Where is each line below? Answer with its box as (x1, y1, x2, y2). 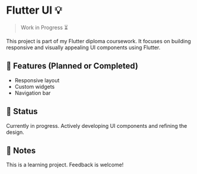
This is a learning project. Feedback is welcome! (6, 161, 124, 169)
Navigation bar (14, 89, 51, 96)
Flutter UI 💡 (6, 4, 62, 17)
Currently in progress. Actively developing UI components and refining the (6, 122, 188, 129)
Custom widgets (14, 83, 55, 90)
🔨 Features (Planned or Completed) (6, 61, 138, 71)
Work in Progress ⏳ (20, 24, 69, 31)
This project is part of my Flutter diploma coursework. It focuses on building (6, 37, 191, 44)
